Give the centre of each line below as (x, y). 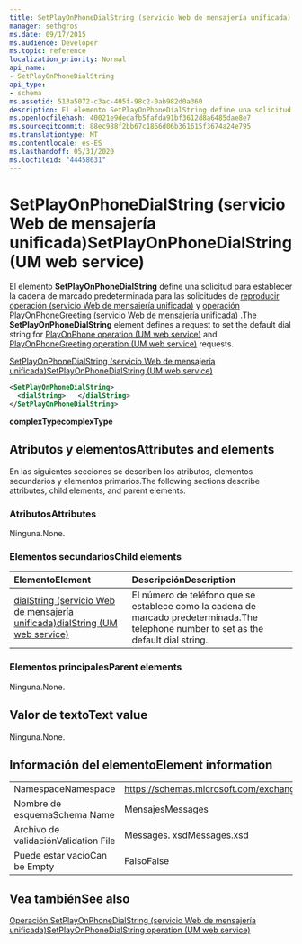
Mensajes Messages (167, 809)
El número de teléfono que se (194, 595)
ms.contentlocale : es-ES (56, 143)
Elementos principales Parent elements (96, 667)
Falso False (147, 861)
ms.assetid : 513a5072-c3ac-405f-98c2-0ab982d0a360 (106, 101)
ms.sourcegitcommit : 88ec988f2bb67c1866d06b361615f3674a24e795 (130, 127)
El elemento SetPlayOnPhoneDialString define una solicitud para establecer (151, 287)
